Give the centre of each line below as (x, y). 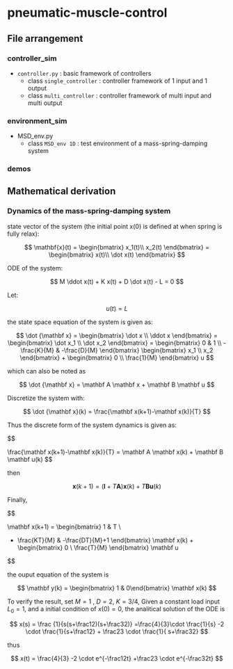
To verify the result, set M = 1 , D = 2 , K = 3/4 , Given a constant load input (114, 601)
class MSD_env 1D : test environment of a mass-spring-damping (118, 143)
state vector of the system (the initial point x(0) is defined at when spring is (115, 226)
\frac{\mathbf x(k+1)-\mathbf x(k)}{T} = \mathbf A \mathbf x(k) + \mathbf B (115, 452)
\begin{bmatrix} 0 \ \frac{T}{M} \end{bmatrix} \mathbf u (98, 547)
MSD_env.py (35, 136)
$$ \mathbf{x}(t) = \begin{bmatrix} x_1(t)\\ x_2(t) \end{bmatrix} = (117, 247)
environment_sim (37, 121)
